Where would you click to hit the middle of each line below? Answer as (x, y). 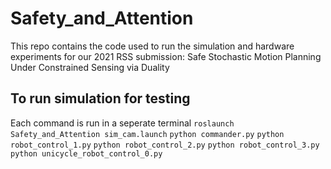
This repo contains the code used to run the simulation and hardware (152, 46)
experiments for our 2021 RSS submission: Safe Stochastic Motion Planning (166, 56)
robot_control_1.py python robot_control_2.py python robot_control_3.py (165, 145)
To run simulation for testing (100, 98)
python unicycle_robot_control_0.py (86, 153)
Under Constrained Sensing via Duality (90, 67)
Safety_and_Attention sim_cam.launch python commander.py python (147, 134)
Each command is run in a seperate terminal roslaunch (122, 123)
